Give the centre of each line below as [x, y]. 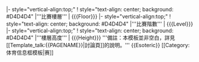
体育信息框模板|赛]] [30, 52]
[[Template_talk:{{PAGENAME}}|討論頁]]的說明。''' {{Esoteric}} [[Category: [98, 45]
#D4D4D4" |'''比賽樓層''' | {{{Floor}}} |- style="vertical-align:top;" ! [88, 16]
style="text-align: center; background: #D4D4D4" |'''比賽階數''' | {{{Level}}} [100, 24]
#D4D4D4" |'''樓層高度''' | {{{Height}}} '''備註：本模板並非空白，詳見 [91, 38]
